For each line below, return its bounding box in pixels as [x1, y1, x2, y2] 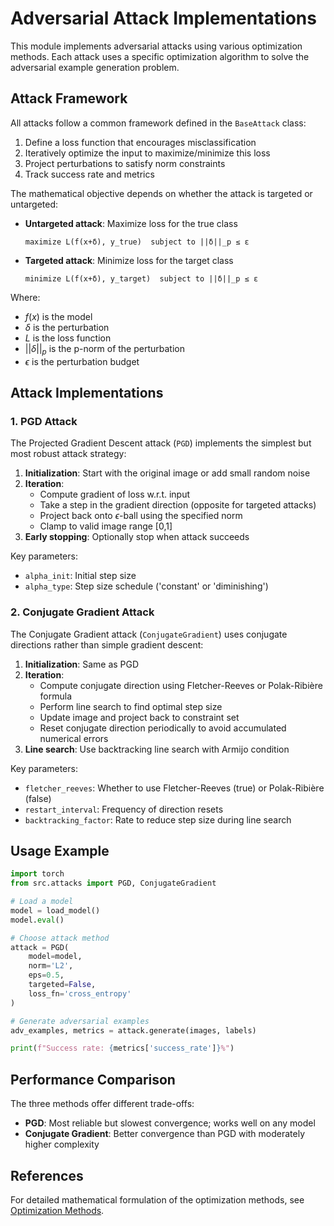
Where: [10, 291, 41, 303]
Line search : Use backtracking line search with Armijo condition [24, 743, 290, 755]
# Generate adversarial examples [10, 1016, 150, 1026]
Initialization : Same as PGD [24, 658, 140, 670]
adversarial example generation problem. [10, 61, 180, 73]
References [10, 1167, 84, 1184]
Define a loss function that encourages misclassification [24, 136, 257, 148]
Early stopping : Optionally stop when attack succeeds [24, 531, 250, 543]
